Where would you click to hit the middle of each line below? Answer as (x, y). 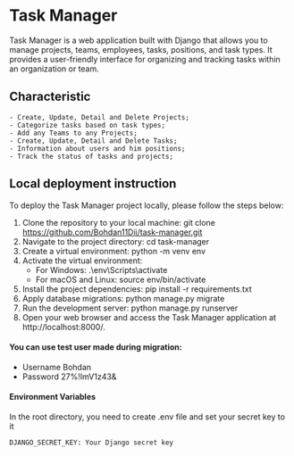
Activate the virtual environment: (82, 261)
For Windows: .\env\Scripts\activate (101, 269)
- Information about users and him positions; (97, 148)
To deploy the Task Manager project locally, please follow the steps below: (147, 205)
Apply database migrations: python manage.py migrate (123, 298)
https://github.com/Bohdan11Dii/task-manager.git (112, 232)
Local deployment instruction (93, 184)
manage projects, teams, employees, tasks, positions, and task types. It (141, 49)
